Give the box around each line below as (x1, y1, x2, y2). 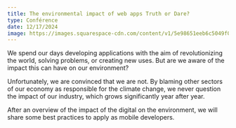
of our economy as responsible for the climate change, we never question (7, 85, 221, 93)
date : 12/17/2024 (7, 23, 58, 30)
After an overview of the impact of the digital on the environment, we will (7, 106, 218, 114)
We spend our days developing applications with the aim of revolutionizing (7, 49, 223, 57)
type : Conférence (7, 17, 58, 24)
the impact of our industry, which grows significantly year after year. (7, 92, 205, 101)
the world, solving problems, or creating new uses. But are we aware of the (7, 57, 225, 65)
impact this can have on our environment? (7, 64, 129, 72)
